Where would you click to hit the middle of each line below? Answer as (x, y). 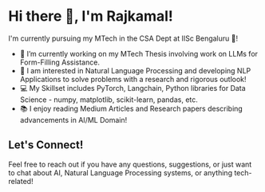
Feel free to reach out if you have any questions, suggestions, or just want (130, 164)
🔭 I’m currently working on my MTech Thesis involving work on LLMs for (138, 53)
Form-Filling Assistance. (59, 62)
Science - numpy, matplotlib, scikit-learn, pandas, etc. (109, 100)
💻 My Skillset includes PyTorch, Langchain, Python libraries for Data (132, 88)
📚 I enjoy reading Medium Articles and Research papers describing (131, 108)
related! (21, 181)
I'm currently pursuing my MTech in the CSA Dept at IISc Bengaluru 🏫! (123, 38)
